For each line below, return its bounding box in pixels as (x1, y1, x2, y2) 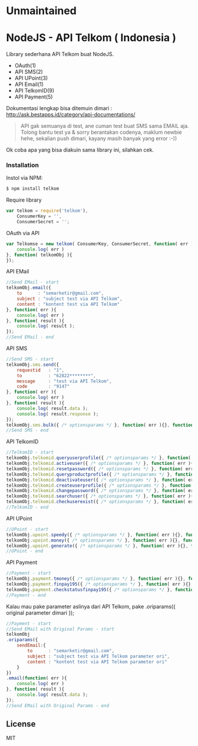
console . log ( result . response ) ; (16, 411, 99, 417)
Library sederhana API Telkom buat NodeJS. (6, 51, 114, 58)
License (6, 719, 36, 729)
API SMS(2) (14, 68, 43, 75)
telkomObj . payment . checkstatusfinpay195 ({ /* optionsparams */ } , (6, 586, 173, 593)
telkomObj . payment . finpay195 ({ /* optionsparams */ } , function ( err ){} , (6, 582, 194, 587)
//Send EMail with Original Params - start (6, 626, 115, 632)
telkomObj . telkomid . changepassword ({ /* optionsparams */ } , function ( (6, 488, 186, 494)
